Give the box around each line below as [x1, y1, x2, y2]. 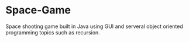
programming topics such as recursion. [5, 29, 100, 36]
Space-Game [5, 3, 71, 17]
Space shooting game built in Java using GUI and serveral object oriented [5, 23, 184, 30]
